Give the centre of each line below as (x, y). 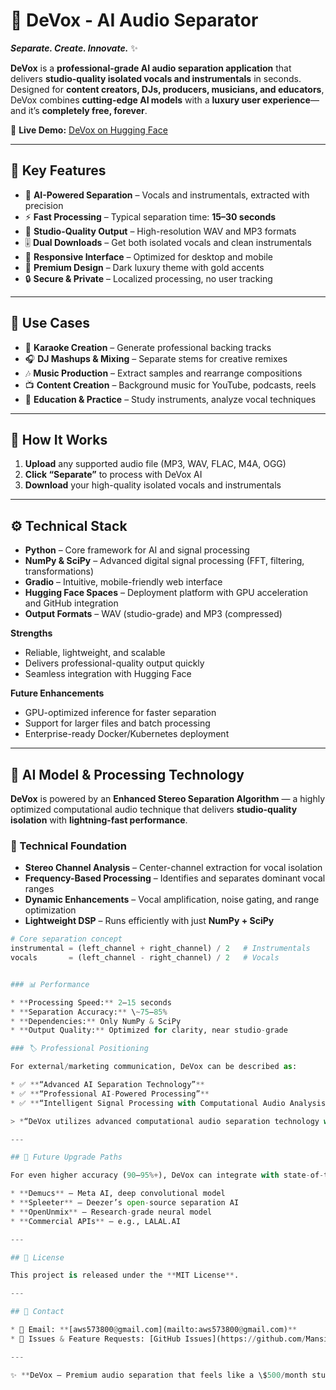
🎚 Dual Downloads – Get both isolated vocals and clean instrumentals (168, 242)
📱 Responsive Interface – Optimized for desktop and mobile (148, 256)
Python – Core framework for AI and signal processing (137, 550)
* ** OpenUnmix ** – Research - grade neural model (111, 1212)
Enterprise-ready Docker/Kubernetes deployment (127, 734)
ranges (39, 889)
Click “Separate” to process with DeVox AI (113, 475)
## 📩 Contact (37, 1312)
